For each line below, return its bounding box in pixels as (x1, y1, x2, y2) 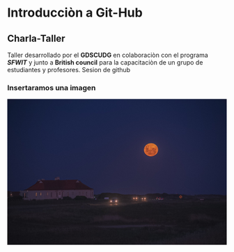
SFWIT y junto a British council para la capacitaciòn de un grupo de (7, 58, 203, 67)
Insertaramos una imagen (7, 83, 96, 92)
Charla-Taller (7, 33, 65, 44)
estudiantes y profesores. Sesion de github (7, 66, 131, 74)
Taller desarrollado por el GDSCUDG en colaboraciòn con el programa (7, 51, 209, 59)
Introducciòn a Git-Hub (7, 5, 143, 21)
